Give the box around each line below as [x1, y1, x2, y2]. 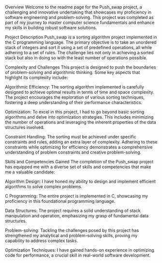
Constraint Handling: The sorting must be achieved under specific [5, 134, 136, 140]
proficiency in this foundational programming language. [5, 198, 116, 204]
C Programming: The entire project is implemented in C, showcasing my [5, 193, 148, 199]
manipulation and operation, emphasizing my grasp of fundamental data [5, 213, 149, 218]
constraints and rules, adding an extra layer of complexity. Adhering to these [5, 139, 158, 145]
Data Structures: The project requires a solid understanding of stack [5, 208, 141, 213]
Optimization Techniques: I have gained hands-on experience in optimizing [5, 247, 154, 253]
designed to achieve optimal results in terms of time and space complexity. [5, 89, 155, 95]
